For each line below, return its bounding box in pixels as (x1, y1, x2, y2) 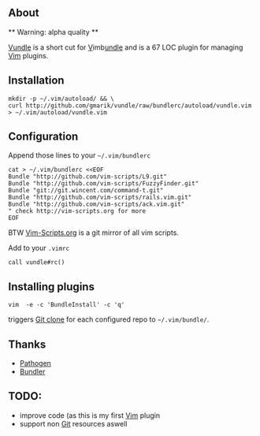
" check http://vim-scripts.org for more (8, 207, 147, 215)
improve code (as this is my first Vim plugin (19, 410, 160, 420)
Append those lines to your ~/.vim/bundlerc (8, 151, 151, 160)
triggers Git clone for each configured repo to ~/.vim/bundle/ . (8, 315, 210, 324)
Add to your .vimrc (8, 244, 69, 253)
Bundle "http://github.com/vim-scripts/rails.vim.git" (8, 193, 192, 202)
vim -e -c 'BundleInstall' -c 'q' (8, 301, 125, 309)
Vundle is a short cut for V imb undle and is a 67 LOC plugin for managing (8, 43, 243, 52)
